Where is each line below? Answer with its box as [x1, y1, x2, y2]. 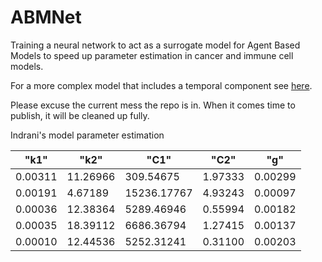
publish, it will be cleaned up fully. [10, 109, 150, 121]
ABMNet [10, 6, 82, 29]
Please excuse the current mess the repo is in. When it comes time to [10, 99, 296, 111]
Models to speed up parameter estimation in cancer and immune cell [10, 49, 294, 61]
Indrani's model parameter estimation [10, 129, 165, 141]
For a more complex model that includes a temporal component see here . [10, 79, 313, 91]
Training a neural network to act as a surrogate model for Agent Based [10, 39, 301, 51]
